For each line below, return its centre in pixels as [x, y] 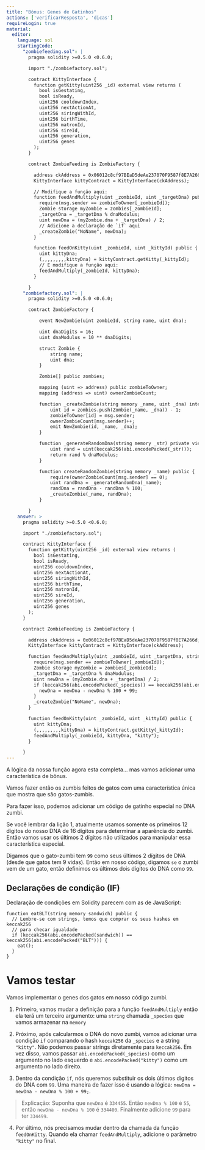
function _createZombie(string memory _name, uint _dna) [113, 404]
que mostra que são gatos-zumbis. [50, 795]
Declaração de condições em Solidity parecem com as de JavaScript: [94, 902]
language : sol [35, 40]
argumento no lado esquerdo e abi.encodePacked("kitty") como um [101, 1060]
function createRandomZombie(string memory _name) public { [117, 471]
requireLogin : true [31, 23]
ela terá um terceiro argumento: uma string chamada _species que [99, 1015]
